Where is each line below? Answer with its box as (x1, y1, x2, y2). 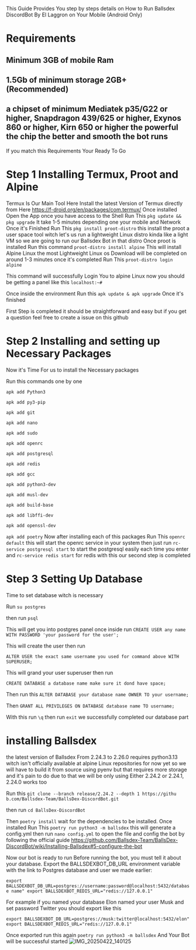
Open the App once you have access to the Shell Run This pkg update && (6, 212, 182, 219)
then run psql (6, 614, 39, 621)
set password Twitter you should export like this (6, 904, 122, 912)
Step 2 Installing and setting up (6, 334, 160, 348)
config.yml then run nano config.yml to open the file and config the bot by (6, 830, 185, 837)
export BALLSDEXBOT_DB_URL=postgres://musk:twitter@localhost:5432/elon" (6, 916, 190, 922)
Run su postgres (6, 603, 46, 610)
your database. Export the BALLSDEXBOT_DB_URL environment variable (6, 860, 180, 867)
